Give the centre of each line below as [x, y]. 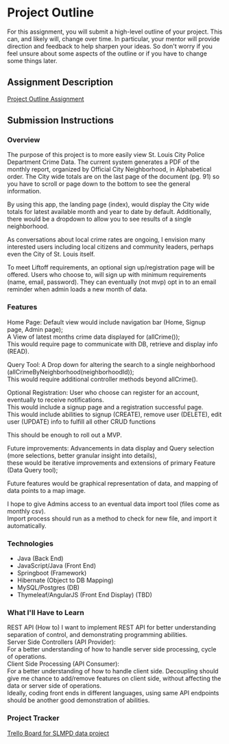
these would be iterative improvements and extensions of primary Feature [111, 463]
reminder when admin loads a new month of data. [77, 289]
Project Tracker [33, 718]
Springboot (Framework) [52, 573]
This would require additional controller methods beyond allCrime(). [103, 379]
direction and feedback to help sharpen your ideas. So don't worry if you [110, 46]
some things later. [32, 60]
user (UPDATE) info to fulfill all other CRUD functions [82, 421]
